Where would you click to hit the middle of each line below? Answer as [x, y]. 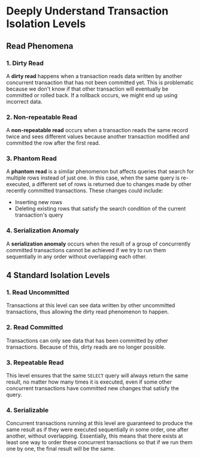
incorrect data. [25, 101]
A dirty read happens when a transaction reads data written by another [94, 76]
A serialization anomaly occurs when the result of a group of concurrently [99, 244]
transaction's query [39, 215]
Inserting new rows [39, 202]
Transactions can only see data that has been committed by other [87, 340]
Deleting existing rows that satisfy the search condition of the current [100, 209]
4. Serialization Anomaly [43, 231]
